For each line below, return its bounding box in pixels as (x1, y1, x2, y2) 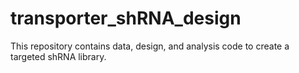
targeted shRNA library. (10, 50, 107, 62)
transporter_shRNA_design (10, 7, 242, 30)
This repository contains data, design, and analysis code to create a (10, 40, 290, 52)
